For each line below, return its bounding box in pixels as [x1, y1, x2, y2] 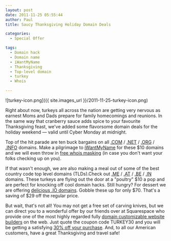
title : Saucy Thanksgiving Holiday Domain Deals [5, 22, 111, 27]
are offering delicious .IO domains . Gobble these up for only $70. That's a [5, 187, 160, 193]
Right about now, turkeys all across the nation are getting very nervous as [5, 107, 161, 113]
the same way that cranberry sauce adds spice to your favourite [5, 118, 141, 124]
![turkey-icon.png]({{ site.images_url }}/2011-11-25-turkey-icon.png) [5, 97, 148, 103]
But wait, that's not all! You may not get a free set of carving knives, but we [5, 202, 164, 209]
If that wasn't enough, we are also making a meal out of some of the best [5, 165, 160, 171]
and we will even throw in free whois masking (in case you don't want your [5, 150, 163, 156]
